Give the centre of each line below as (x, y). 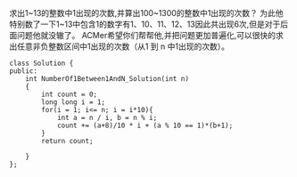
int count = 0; (70, 94)
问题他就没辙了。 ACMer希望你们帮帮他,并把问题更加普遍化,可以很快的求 (150, 35)
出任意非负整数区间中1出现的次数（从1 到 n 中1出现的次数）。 (120, 46)
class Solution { (41, 63)
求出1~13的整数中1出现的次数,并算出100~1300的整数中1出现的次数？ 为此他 (146, 13)
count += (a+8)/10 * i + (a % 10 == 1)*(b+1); (145, 125)
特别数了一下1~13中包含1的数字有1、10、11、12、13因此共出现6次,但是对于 (145, 24)
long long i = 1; (73, 102)
